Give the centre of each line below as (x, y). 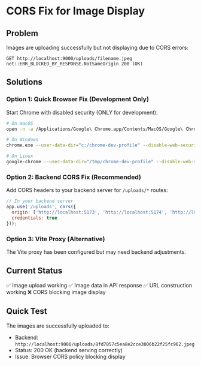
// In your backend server (40, 201)
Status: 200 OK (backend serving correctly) (68, 350)
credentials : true (35, 218)
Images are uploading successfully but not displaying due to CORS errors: (98, 47)
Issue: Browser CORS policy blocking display (70, 356)
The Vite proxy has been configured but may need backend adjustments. (96, 252)
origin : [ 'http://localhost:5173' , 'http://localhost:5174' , (89, 212)
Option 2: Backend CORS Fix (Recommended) (74, 177)
